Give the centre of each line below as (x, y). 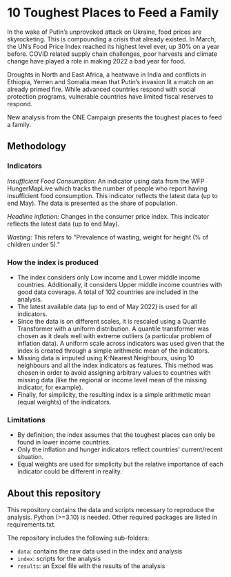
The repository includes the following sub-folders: (78, 538)
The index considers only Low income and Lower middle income (109, 277)
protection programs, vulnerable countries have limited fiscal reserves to (110, 96)
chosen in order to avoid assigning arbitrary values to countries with (114, 372)
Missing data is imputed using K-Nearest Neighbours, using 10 (106, 358)
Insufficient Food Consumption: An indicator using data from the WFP (106, 181)
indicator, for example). (50, 387)
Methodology (37, 146)
